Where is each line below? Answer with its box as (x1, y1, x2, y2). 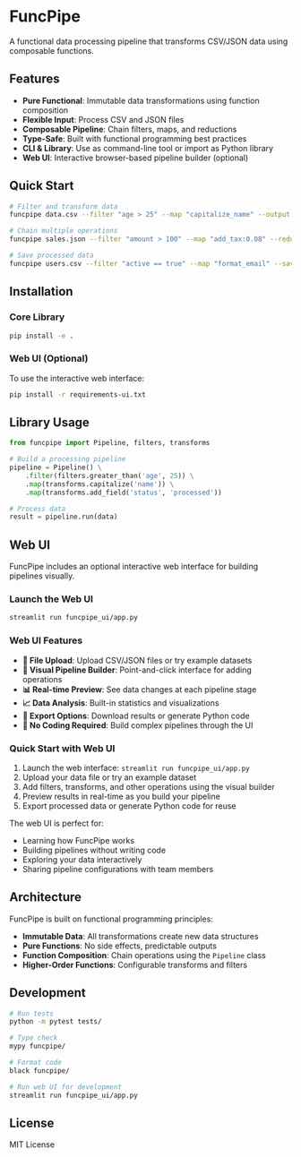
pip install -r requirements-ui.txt (9, 390, 146, 399)
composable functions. (9, 45, 94, 56)
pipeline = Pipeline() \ (9, 463, 102, 472)
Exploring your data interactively (21, 853, 142, 865)
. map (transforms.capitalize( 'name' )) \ (25, 479, 175, 489)
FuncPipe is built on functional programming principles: (9, 913, 213, 924)
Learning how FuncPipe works (21, 835, 135, 845)
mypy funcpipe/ (9, 1041, 66, 1051)
